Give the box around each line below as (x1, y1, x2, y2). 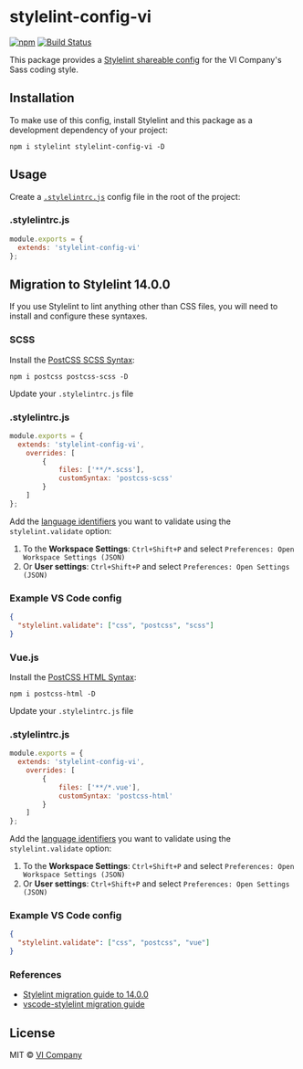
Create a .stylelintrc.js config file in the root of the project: (9, 191, 241, 202)
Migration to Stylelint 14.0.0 (9, 277, 171, 292)
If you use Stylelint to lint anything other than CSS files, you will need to (9, 301, 278, 312)
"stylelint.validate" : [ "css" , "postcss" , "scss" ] (17, 621, 214, 630)
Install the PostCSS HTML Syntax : (9, 671, 137, 682)
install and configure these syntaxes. (9, 310, 148, 321)
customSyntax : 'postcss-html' (57, 791, 173, 801)
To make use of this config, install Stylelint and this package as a (9, 114, 253, 125)
